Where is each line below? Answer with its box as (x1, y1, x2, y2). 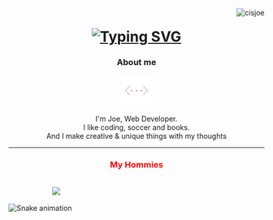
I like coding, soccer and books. (83, 123, 190, 132)
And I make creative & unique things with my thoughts (45, 132, 227, 141)
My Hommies (109, 159, 164, 170)
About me (116, 57, 157, 68)
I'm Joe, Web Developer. (95, 114, 178, 124)
